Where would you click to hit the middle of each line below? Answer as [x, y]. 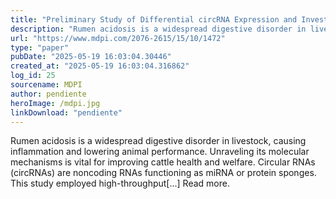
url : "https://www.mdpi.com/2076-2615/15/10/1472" [118, 38]
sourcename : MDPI [46, 85]
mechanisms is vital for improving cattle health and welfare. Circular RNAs [163, 162]
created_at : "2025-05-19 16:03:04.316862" [100, 66]
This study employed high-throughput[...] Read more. [120, 183]
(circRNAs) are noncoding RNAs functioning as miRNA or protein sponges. [163, 173]
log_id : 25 [33, 76]
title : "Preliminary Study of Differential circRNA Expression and [154, 19]
